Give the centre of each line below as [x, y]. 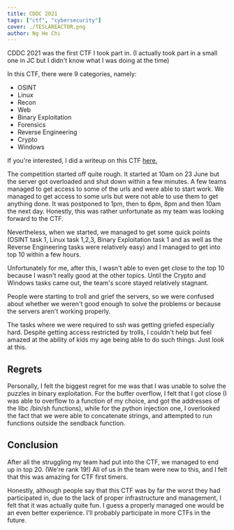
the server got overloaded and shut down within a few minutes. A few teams [117, 182]
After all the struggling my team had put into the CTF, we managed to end [113, 461]
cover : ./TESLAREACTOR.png [46, 27]
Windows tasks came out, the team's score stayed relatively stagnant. [108, 283]
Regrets [25, 369]
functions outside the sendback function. [66, 423]
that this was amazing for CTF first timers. [68, 477]
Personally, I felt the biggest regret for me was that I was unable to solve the [117, 386]
